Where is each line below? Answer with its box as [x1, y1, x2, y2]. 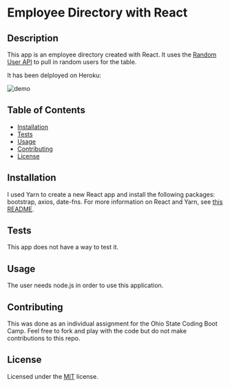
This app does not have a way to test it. [7, 243, 119, 251]
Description [7, 32, 59, 44]
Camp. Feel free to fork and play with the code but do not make [7, 327, 187, 335]
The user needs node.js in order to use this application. [7, 281, 164, 290]
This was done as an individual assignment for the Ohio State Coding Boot [7, 320, 218, 328]
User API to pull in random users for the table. [7, 58, 137, 66]
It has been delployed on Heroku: [7, 71, 102, 79]
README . [7, 205, 34, 213]
